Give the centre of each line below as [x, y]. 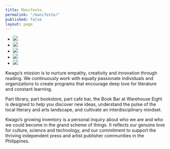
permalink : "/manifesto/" [32, 15]
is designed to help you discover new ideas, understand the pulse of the [81, 104]
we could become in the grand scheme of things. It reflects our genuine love [85, 125]
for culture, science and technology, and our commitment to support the [81, 130]
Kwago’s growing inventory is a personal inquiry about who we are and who [84, 120]
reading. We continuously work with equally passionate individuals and [79, 79]
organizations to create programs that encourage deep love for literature [81, 84]
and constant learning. [29, 89]
